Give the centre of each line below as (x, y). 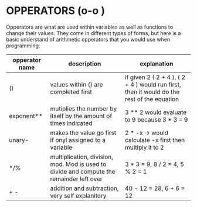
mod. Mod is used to (78, 164)
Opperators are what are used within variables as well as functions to (90, 27)
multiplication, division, (81, 157)
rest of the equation (152, 99)
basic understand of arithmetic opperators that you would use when (88, 39)
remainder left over (76, 178)
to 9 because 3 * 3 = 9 (157, 119)
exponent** (26, 116)
